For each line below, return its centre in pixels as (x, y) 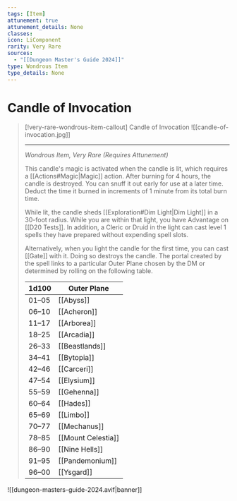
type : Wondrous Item (38, 66)
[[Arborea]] (77, 323)
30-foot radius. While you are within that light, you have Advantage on (127, 220)
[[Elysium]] (77, 380)
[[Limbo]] (74, 415)
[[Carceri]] (76, 369)
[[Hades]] (74, 404)
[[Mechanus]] (81, 426)
